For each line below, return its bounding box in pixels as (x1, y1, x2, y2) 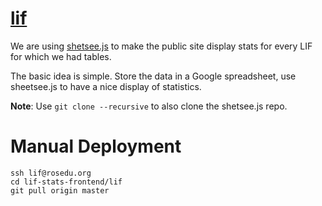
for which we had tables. (10, 50, 112, 62)
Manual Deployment (10, 135, 182, 158)
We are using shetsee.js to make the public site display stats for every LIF (10, 40, 313, 52)
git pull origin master (10, 185, 110, 196)
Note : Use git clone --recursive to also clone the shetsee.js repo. (10, 100, 288, 112)
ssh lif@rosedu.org (10, 168, 92, 178)
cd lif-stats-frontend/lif (10, 177, 123, 187)
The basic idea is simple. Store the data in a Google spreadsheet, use (10, 70, 297, 82)
